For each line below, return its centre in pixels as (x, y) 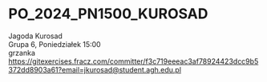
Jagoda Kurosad (35, 36)
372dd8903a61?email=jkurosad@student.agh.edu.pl (95, 69)
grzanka (22, 53)
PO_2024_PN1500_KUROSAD (108, 14)
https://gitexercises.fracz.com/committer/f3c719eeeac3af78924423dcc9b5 (133, 61)
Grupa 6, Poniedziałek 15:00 (55, 44)
